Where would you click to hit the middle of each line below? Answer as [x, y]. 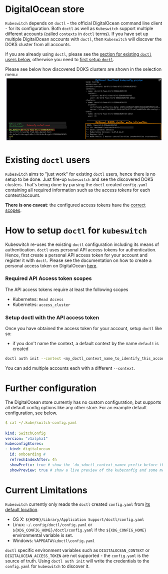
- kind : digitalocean [28, 449]
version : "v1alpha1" [27, 439]
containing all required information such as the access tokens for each [78, 190]
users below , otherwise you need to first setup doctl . [60, 59]
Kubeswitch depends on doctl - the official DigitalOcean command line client [84, 23]
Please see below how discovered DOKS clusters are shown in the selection [83, 69]
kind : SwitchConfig [25, 433]
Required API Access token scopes [48, 278]
